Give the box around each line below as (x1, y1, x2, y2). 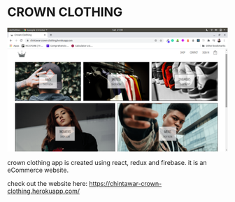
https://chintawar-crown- (89, 179, 162, 187)
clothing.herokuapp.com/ (7, 187, 80, 195)
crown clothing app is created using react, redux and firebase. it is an (7, 158, 208, 166)
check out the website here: (7, 179, 88, 187)
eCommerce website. (7, 166, 69, 174)
